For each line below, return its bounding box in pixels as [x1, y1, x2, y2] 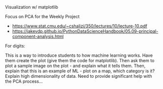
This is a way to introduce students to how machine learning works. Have [5, 52, 153, 58]
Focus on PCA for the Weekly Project [5, 14, 80, 19]
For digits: [5, 43, 25, 48]
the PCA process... [5, 78, 43, 84]
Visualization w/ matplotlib [5, 4, 58, 10]
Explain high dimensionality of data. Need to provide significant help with [5, 73, 153, 79]
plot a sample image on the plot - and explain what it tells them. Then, [5, 63, 146, 68]
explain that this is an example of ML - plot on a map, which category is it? [5, 68, 155, 74]
